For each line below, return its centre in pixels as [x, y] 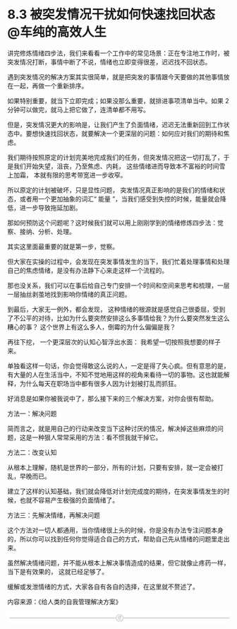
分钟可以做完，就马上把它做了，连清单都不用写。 [78, 110]
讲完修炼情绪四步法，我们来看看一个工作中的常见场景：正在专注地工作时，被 [119, 53]
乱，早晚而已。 [29, 476]
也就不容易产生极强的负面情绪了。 [69, 500]
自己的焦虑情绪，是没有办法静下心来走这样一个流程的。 [87, 270]
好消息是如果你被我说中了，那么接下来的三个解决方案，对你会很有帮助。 [112, 398]
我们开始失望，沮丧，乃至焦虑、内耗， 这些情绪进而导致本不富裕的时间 [116, 166]
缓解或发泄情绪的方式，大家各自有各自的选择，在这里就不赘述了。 [103, 587]
